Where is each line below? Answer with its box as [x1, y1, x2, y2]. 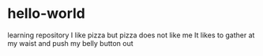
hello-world [7, 5, 86, 23]
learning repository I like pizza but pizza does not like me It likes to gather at [7, 30, 255, 40]
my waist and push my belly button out [7, 38, 133, 47]
